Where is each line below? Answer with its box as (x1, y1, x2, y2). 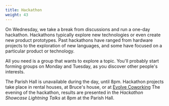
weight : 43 (5, 12, 29, 17)
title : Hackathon (5, 7, 42, 13)
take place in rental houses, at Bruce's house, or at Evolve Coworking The (5, 84, 160, 90)
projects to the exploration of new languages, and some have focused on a (5, 42, 162, 48)
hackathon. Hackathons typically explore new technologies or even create (5, 32, 161, 38)
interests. (5, 68, 25, 74)
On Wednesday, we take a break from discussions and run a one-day (5, 26, 150, 32)
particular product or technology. (5, 48, 75, 54)
